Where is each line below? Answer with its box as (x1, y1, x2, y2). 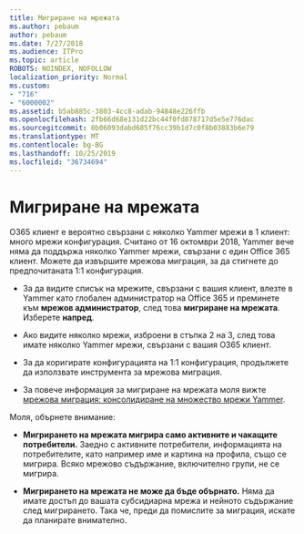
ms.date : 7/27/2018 (9, 38, 84, 48)
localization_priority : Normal (9, 73, 128, 82)
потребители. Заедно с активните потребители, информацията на (22, 439, 282, 450)
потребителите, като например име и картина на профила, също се (22, 448, 287, 460)
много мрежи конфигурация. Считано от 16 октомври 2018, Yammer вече (9, 236, 294, 247)
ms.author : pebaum (9, 22, 79, 31)
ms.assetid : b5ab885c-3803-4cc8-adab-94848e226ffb (9, 107, 206, 116)
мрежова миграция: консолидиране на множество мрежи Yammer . (22, 394, 286, 406)
